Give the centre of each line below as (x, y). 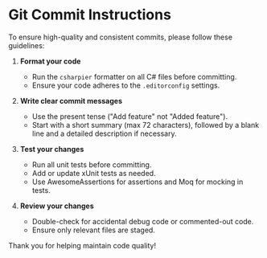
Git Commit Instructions (90, 15)
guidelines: (27, 45)
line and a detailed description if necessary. (104, 133)
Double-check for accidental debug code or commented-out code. (143, 221)
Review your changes (57, 206)
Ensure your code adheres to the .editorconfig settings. (126, 85)
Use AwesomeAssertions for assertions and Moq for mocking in (138, 182)
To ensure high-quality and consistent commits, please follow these (121, 37)
